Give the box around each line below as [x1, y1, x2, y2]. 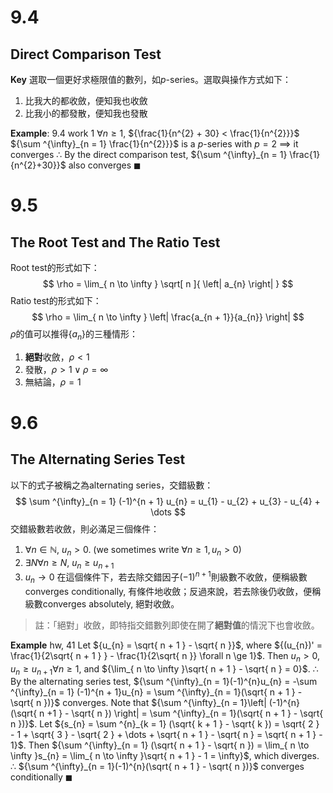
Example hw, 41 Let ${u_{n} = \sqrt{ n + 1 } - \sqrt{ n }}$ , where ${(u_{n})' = [10, 639, 323, 651]
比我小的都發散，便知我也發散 [24, 107, 148, 119]
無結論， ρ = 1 [24, 376, 82, 388]
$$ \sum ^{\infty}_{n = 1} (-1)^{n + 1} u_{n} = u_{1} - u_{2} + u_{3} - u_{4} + [15, 495, 321, 507]
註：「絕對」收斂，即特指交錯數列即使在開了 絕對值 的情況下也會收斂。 [34, 619, 320, 631]
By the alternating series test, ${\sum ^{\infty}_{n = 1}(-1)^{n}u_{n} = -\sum [10, 676, 318, 688]
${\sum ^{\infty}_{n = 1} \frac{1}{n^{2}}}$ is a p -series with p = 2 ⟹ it [10, 138, 299, 150]
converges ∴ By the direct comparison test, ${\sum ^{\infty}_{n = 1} [10, 149, 288, 160]
